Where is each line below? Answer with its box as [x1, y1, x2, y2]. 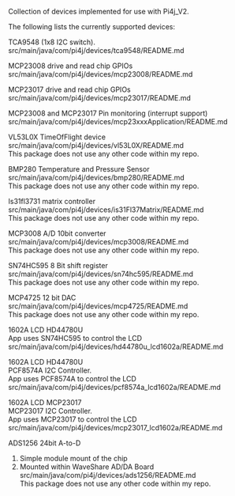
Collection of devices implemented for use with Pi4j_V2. [8, 7, 189, 16]
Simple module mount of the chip [19, 454, 128, 463]
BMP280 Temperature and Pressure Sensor [8, 165, 150, 173]
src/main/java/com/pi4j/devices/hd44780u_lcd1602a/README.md [8, 342, 224, 351]
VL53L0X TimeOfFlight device [8, 132, 106, 142]
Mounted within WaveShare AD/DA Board [19, 462, 155, 471]
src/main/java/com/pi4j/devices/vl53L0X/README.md [8, 141, 184, 150]
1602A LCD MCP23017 [8, 398, 82, 407]
